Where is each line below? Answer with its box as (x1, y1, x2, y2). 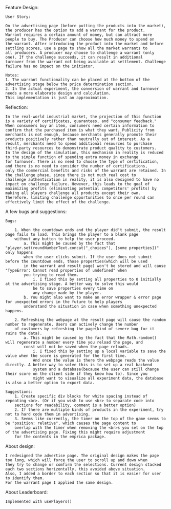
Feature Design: (5, 5, 39, 10)
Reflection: (5, 104, 28, 110)
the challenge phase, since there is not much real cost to (5, 173, 137, 178)
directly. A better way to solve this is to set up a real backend (5, 362, 153, 367)
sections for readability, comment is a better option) (14, 403, 137, 408)
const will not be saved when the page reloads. (24, 344, 130, 349)
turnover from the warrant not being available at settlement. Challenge (5, 59, 166, 64)
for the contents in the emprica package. (14, 434, 106, 439)
